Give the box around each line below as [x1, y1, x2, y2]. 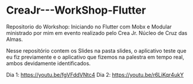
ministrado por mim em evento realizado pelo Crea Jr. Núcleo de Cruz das [6, 29, 188, 36]
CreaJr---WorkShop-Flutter [6, 4, 147, 17]
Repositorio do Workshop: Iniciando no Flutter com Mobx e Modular [6, 23, 172, 30]
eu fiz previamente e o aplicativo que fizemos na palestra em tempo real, [6, 53, 185, 60]
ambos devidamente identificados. [6, 60, 91, 67]
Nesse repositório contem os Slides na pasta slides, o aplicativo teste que [6, 47, 187, 54]
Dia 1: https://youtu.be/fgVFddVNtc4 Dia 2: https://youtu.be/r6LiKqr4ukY [6, 71, 184, 78]
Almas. [6, 35, 23, 43]
